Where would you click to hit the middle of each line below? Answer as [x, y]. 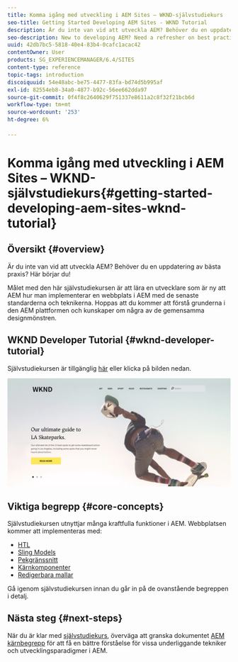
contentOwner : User [36, 52]
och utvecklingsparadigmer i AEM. [58, 650]
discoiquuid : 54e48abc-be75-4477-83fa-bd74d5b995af [85, 82]
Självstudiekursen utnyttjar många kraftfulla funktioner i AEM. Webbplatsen [117, 523]
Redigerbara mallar [45, 575]
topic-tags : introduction [45, 74]
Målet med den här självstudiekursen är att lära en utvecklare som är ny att [117, 288]
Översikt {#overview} [56, 249]
